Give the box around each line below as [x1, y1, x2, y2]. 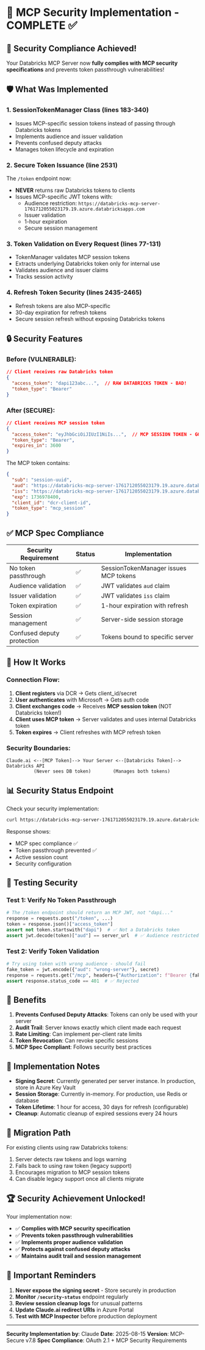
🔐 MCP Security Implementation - [6, 6, 179, 20]
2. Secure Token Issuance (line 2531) [6, 161, 118, 169]
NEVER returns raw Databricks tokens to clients [15, 186, 135, 194]
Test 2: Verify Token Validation [6, 947, 99, 955]
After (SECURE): [6, 406, 56, 414]
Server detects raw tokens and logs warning [15, 1155, 127, 1163]
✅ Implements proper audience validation [15, 1238, 123, 1245]
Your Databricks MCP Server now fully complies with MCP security [6, 59, 178, 67]
